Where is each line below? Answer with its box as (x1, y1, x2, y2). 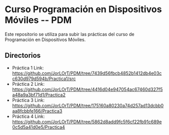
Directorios (5, 51, 41, 60)
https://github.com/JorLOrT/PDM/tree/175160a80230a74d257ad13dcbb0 (12, 103, 164, 109)
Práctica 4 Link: (12, 113, 45, 119)
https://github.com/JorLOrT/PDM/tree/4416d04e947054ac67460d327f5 (12, 86, 163, 92)
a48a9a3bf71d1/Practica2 (12, 91, 66, 97)
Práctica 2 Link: (12, 81, 45, 87)
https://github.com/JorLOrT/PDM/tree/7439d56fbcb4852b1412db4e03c (12, 70, 162, 76)
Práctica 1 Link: (12, 64, 44, 71)
